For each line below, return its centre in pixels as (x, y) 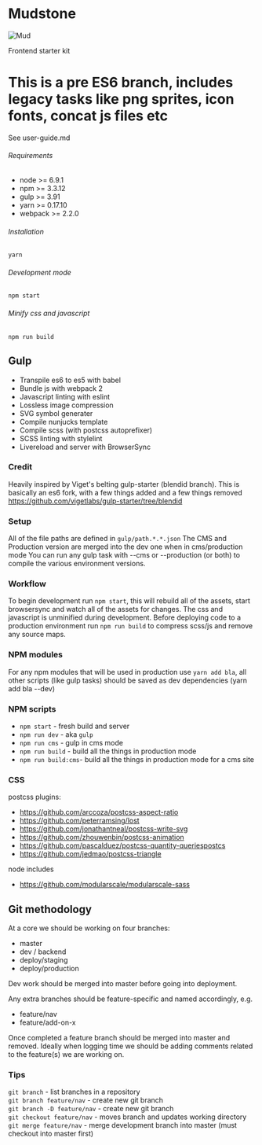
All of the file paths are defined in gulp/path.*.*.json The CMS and (118, 539)
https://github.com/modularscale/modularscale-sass (105, 885)
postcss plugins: (35, 797)
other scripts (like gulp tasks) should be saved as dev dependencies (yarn (128, 680)
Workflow (27, 584)
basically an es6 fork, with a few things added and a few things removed (126, 492)
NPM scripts (32, 709)
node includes (31, 869)
